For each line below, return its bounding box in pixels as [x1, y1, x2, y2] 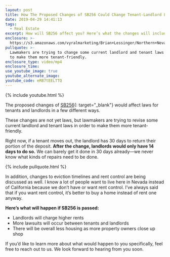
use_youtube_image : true [5, 69, 58, 74]
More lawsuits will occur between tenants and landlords [12, 220, 129, 226]
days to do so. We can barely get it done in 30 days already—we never [5, 148, 153, 155]
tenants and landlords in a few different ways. [5, 107, 100, 113]
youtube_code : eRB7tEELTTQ [5, 78, 62, 83]
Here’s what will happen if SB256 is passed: [5, 205, 99, 211]
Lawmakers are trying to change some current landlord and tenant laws [10, 50, 164, 55]
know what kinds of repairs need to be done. [5, 154, 99, 160]
